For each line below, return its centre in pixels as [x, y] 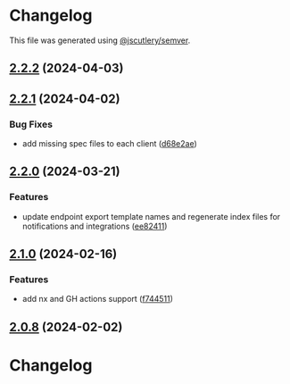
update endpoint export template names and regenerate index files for [151, 216]
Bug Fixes [31, 124]
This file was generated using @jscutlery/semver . [100, 40]
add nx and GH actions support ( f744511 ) [98, 299]
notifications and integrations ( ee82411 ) [95, 226]
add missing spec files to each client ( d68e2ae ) [110, 144]
